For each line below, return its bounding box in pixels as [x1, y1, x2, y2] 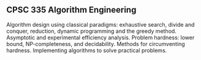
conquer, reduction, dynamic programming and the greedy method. [6, 27, 176, 35]
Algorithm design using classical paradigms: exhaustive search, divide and [6, 21, 195, 28]
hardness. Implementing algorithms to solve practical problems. [6, 47, 167, 54]
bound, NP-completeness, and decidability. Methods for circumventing [6, 40, 185, 47]
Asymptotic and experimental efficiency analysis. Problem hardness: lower [6, 33, 195, 41]
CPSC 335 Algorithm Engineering [6, 5, 137, 15]
